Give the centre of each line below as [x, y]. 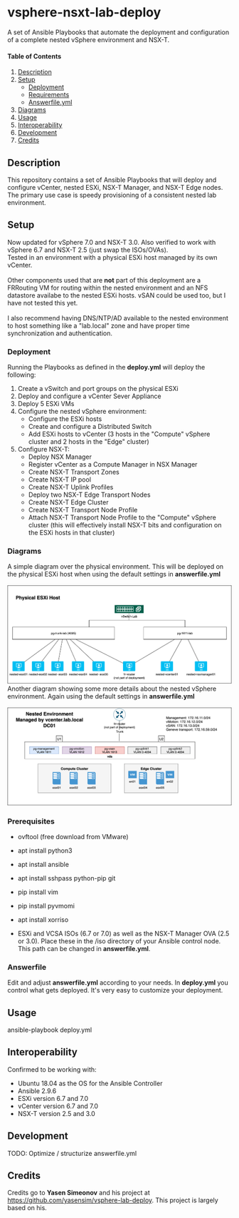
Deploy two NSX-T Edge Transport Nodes [89, 495]
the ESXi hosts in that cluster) [71, 533]
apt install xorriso [43, 919]
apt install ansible [43, 864]
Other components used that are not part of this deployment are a [104, 280]
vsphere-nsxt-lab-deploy [84, 12]
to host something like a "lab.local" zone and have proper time [99, 325]
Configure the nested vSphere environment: [82, 412]
